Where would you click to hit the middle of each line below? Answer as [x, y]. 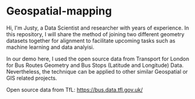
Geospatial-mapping [59, 11]
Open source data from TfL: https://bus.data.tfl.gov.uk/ [75, 89]
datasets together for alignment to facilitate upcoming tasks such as [91, 40]
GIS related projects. [32, 78]
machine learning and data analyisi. [50, 47]
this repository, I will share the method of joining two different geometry [95, 34]
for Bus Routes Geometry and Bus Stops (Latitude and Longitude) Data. [95, 65]
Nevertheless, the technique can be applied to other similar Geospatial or [97, 71]
